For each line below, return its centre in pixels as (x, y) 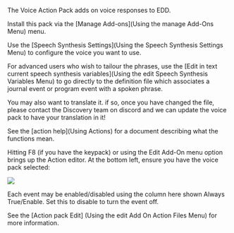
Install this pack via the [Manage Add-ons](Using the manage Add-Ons (110, 24)
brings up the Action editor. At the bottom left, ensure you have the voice (113, 160)
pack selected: (29, 167)
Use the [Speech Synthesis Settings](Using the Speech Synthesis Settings (115, 45)
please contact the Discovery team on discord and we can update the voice (117, 110)
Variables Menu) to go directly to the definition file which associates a (109, 81)
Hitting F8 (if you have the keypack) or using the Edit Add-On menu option (115, 152)
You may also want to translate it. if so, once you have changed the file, (111, 102)
